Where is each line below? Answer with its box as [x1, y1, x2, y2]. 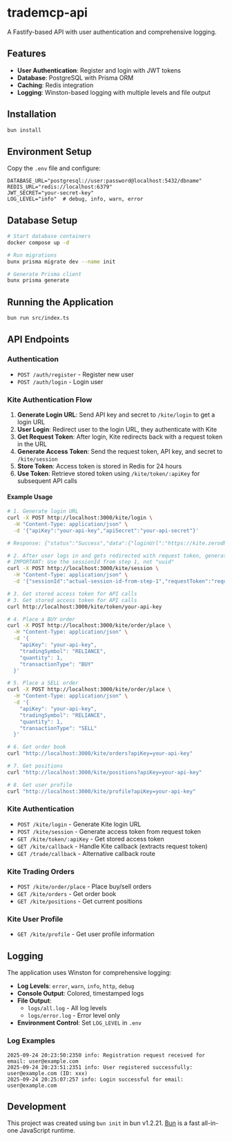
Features [7, 48, 46, 60]
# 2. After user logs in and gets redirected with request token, [7, 552, 202, 559]
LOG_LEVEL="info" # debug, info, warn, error [7, 196, 144, 203]
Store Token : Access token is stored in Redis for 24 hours [17, 462, 182, 470]
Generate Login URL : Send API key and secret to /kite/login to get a [17, 410, 215, 419]
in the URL [17, 439, 47, 448]
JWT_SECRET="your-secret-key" [7, 190, 95, 197]
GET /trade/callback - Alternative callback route [17, 849, 155, 857]
